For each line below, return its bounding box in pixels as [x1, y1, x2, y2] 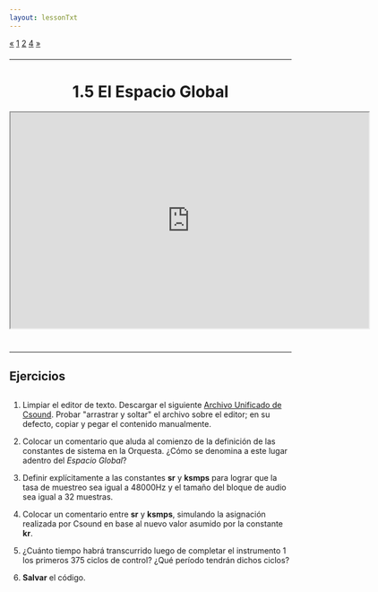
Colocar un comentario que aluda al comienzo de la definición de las [21, 436, 276, 447]
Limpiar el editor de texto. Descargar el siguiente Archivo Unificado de [21, 399, 282, 410]
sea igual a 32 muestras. [21, 491, 114, 502]
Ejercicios [9, 369, 65, 384]
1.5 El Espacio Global [72, 82, 229, 101]
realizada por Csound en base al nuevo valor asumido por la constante [21, 518, 284, 529]
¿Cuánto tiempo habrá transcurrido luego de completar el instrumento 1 [21, 544, 287, 556]
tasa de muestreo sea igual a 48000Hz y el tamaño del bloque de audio [21, 482, 287, 492]
